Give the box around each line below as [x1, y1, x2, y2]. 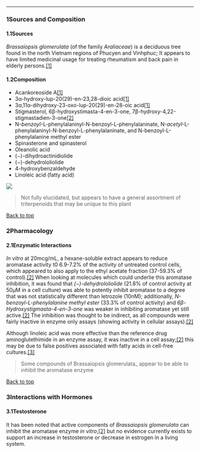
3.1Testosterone [6, 408, 47, 415]
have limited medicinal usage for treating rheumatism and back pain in [6, 56, 179, 63]
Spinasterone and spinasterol [14, 139, 87, 147]
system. [6, 440, 26, 447]
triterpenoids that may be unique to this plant [20, 200, 132, 207]
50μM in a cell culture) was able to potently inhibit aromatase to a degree [6, 287, 186, 294]
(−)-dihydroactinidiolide [14, 153, 73, 160]
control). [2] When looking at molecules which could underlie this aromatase [6, 274, 192, 281]
